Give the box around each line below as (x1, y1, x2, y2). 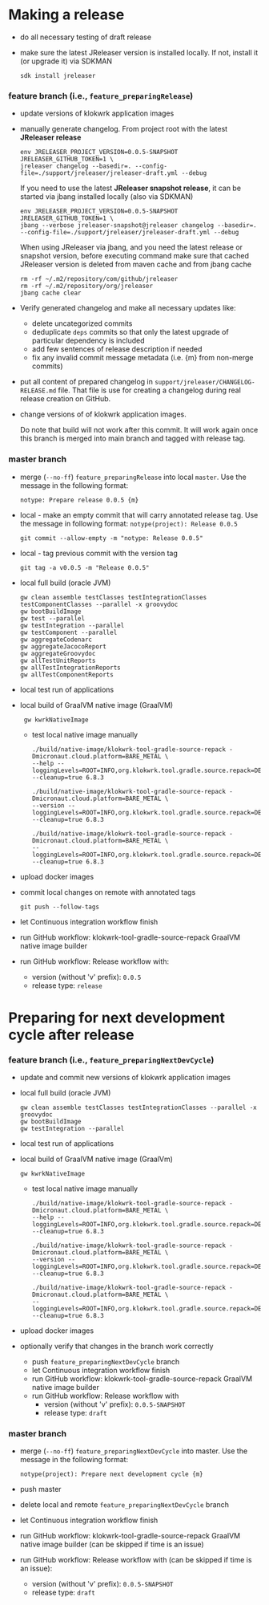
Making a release (8, 6, 125, 24)
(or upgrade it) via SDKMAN (19, 56, 113, 66)
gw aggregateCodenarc (19, 636, 92, 644)
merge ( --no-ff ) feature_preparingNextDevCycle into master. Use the (19, 1446, 248, 1456)
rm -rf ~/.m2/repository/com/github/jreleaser (19, 275, 179, 283)
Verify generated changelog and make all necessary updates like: (19, 303, 236, 313)
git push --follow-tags (19, 903, 100, 911)
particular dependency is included (31, 335, 145, 346)
